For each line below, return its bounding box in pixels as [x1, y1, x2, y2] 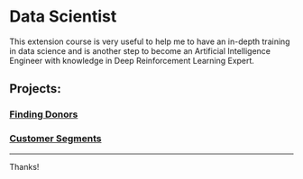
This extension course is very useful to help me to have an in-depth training [9, 36, 290, 47]
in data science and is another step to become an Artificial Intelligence [9, 45, 271, 56]
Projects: [9, 81, 61, 96]
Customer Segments [9, 132, 102, 145]
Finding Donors [9, 108, 78, 121]
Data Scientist [9, 6, 117, 27]
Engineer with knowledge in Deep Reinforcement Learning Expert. [9, 55, 255, 66]
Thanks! [9, 161, 40, 172]
